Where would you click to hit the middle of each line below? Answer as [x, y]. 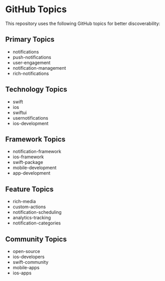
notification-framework [37, 152]
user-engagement [32, 63]
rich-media [24, 202]
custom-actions [29, 207]
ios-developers [29, 257]
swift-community [31, 262]
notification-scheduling [37, 212]
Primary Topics [30, 39]
